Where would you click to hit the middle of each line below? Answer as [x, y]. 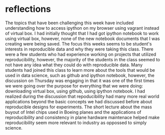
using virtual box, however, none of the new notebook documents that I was [82, 39]
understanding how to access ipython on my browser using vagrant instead [82, 28]
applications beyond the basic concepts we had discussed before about [79, 101]
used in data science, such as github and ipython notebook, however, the [80, 75]
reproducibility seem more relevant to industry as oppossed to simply [76, 123]
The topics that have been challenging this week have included [69, 23]
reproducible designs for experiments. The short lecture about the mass [79, 107]
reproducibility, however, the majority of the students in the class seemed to [82, 59]
